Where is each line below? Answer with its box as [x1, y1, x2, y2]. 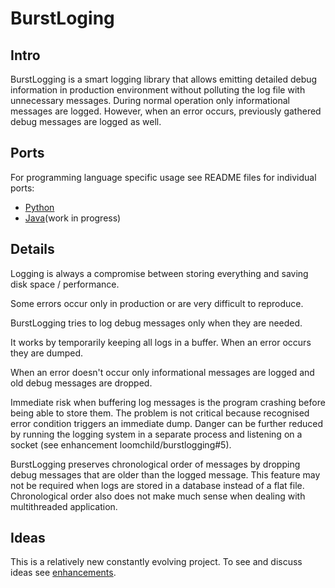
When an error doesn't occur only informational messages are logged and [10, 366, 315, 378]
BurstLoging [10, 7, 115, 30]
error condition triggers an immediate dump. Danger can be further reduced [10, 417, 324, 429]
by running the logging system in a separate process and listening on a [10, 428, 303, 440]
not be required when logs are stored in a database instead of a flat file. [10, 479, 305, 491]
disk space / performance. [10, 278, 120, 290]
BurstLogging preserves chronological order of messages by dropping [10, 458, 301, 470]
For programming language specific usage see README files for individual [10, 171, 317, 183]
